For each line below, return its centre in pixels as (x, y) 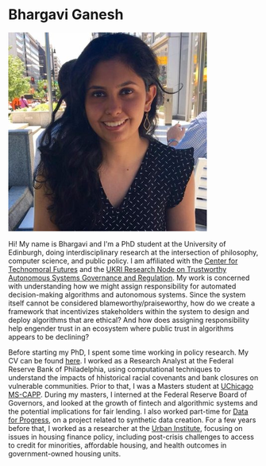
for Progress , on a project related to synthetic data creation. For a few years (132, 420)
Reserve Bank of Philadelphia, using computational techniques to (114, 369)
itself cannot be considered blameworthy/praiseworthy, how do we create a (132, 303)
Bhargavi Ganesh (66, 15)
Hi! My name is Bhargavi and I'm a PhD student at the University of (117, 243)
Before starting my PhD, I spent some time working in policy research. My (128, 352)
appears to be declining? (49, 336)
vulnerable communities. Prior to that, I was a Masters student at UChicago (131, 386)
